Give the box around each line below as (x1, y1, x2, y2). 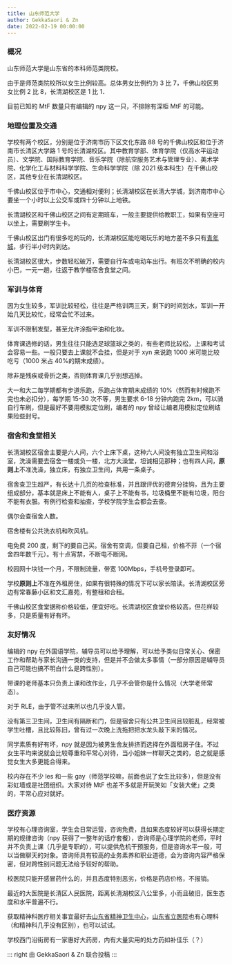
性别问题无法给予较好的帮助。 (37, 860, 122, 868)
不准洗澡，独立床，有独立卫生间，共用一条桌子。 (19, 465, 159, 474)
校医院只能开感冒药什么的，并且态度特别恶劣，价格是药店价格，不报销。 (7, 875, 213, 883)
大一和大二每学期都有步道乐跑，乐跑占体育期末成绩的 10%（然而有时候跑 (7, 386, 215, 394)
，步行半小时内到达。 (13, 242, 74, 251)
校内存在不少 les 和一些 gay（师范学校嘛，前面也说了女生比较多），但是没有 (7, 772, 222, 780)
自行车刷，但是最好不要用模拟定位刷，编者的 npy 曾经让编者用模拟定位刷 (7, 403, 215, 411)
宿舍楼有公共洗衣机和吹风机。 (7, 526, 92, 535)
